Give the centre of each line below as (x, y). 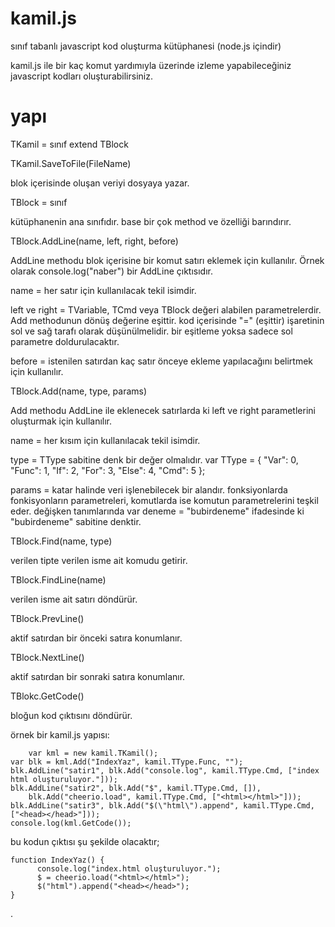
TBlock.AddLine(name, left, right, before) (94, 241)
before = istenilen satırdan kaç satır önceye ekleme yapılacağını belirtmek (162, 361)
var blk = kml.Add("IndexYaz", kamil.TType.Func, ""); (127, 762)
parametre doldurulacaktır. (65, 341)
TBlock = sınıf (39, 202)
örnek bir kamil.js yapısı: (60, 734)
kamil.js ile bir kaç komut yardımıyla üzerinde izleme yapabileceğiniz (151, 65)
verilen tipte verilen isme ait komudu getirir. (99, 560)
